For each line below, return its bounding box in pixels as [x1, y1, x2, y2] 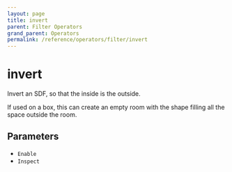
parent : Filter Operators [7, 23, 82, 30]
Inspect [17, 158, 40, 165]
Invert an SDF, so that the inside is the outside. [7, 89, 141, 98]
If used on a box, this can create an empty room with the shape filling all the [7, 103, 225, 112]
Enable [17, 150, 37, 157]
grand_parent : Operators [7, 29, 79, 37]
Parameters [7, 131, 59, 143]
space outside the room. [7, 110, 77, 119]
